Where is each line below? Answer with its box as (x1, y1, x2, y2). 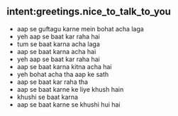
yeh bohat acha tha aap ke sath (16, 70, 109, 78)
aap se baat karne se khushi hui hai (16, 100, 121, 109)
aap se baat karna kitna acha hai (16, 62, 112, 70)
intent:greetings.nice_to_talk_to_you (6, 6, 172, 18)
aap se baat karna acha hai (16, 47, 96, 56)
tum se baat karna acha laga (16, 39, 101, 48)
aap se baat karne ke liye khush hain (16, 85, 124, 93)
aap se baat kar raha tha (16, 78, 89, 86)
